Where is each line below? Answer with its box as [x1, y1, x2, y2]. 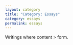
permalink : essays [5, 21, 43, 26]
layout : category [5, 7, 41, 12]
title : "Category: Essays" [5, 12, 60, 17]
